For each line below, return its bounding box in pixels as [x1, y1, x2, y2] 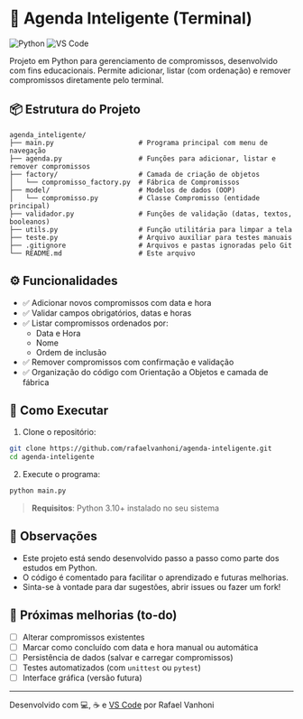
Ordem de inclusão [35, 346, 106, 357]
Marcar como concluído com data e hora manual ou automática [22, 641, 259, 652]
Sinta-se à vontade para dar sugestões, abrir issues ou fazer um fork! [22, 581, 281, 592]
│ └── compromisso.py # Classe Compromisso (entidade [9, 193, 260, 202]
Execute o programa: [22, 469, 101, 480]
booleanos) [9, 217, 50, 226]
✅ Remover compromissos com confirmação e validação [22, 356, 234, 367]
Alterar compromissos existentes [22, 631, 145, 642]
